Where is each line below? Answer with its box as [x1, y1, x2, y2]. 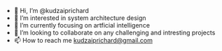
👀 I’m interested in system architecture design [13, 14, 146, 22]
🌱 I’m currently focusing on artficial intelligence [13, 21, 151, 29]
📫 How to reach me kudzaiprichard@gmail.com [13, 37, 153, 44]
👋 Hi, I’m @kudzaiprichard [13, 7, 90, 14]
